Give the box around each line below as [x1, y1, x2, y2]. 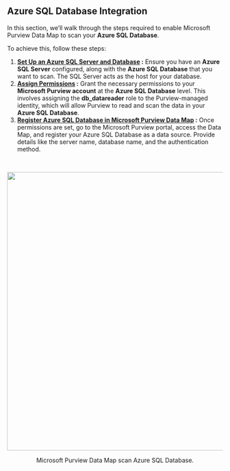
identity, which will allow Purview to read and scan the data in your [16, 101, 205, 109]
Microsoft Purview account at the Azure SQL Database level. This [16, 86, 206, 95]
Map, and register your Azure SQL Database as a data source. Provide [16, 130, 216, 138]
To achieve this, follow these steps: [7, 44, 106, 52]
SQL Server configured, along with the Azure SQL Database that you [16, 64, 213, 73]
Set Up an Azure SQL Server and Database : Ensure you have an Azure [16, 58, 220, 66]
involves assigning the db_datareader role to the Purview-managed [16, 94, 209, 102]
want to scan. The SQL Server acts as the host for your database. [16, 72, 202, 80]
